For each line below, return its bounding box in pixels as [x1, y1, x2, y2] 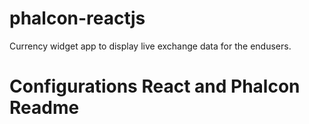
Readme [9, 97, 80, 119]
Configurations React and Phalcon [9, 75, 301, 98]
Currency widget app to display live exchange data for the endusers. [9, 40, 292, 52]
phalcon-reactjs [9, 7, 146, 30]
